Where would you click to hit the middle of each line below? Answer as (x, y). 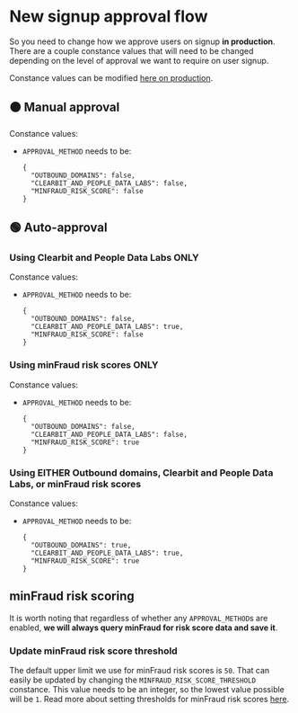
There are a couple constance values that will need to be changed (131, 50)
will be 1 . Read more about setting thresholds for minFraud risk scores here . (149, 700)
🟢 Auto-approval (58, 228)
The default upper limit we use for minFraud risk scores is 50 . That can (140, 671)
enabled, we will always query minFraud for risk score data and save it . (144, 628)
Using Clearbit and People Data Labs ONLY (104, 258)
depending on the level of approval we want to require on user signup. (139, 60)
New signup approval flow (109, 17)
